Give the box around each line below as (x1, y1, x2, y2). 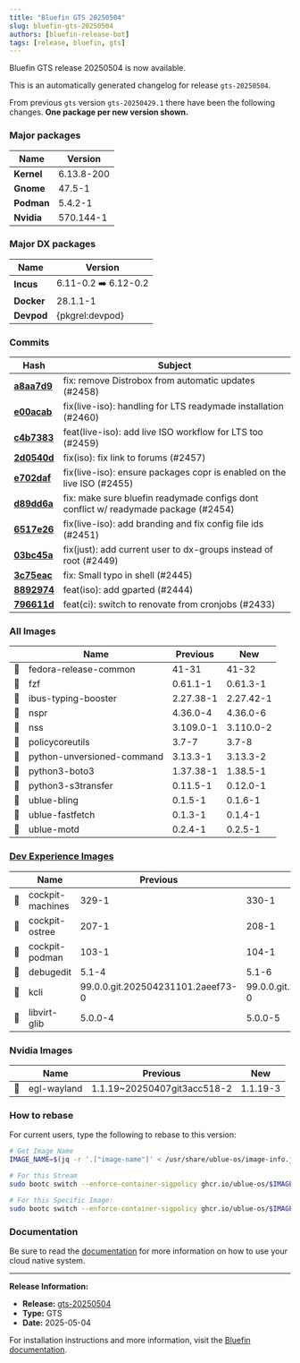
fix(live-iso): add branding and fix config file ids (62, 518, 264, 530)
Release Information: (9, 1281, 89, 1291)
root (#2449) (62, 554, 119, 567)
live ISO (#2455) (62, 477, 134, 490)
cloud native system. (9, 1255, 86, 1265)
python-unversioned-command (28, 750, 163, 763)
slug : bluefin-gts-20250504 (9, 21, 114, 30)
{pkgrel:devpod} (56, 309, 125, 321)
